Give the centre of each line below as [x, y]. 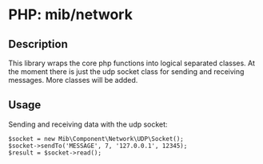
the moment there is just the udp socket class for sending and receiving [126, 72]
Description [38, 44]
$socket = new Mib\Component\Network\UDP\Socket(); [96, 139]
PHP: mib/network [71, 15]
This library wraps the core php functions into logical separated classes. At [132, 63]
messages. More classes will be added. [73, 80]
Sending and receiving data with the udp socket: [88, 124]
